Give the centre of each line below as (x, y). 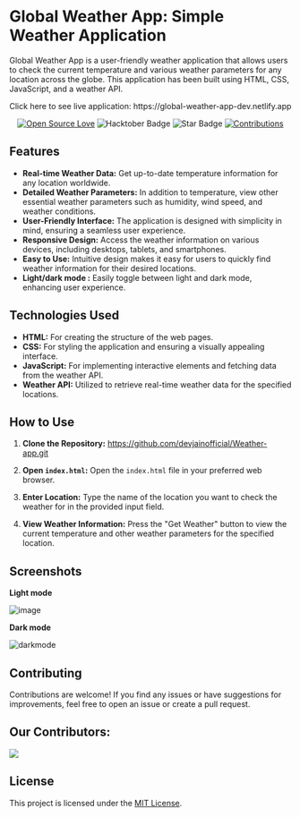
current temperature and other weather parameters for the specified (148, 533)
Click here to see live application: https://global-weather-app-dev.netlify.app (150, 106)
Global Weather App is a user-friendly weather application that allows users (149, 60)
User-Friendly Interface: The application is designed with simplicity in (152, 220)
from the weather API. (63, 375)
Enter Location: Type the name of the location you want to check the (150, 498)
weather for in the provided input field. (93, 506)
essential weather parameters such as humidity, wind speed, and (142, 201)
